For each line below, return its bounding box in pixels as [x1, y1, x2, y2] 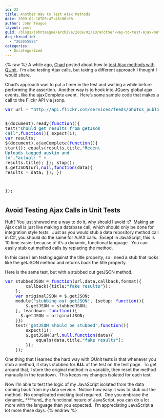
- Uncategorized [9, 48, 42, 53]
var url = [5, 106, 28, 112]
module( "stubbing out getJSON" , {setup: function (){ [15, 298, 144, 304]
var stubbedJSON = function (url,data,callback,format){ [5, 279, 142, 284]
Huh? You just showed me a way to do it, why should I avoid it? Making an [5, 219, 155, 225]
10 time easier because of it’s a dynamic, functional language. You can [5, 240, 148, 246]
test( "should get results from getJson [5, 125, 101, 131]
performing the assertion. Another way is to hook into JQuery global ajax [5, 87, 153, 93]
